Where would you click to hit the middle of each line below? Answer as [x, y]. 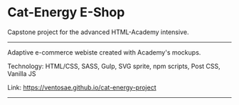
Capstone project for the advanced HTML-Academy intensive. [98, 32]
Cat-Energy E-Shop [66, 12]
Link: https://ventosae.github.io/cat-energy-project [82, 87]
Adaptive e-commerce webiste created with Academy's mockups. [104, 52]
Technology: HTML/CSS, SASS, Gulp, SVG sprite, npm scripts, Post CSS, [114, 66]
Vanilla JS [22, 73]
